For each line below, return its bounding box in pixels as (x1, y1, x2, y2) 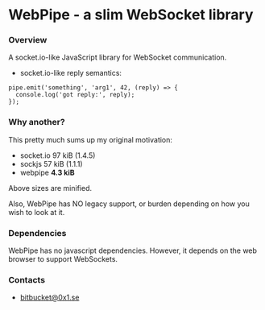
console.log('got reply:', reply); (15, 91, 135, 99)
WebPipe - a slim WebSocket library (8, 6, 254, 24)
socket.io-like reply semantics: (19, 68, 122, 78)
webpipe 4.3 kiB (19, 167, 75, 177)
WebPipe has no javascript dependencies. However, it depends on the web (8, 246, 258, 255)
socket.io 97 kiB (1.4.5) (19, 151, 96, 160)
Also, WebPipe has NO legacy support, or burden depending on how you (8, 199, 250, 209)
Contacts (8, 275, 46, 285)
